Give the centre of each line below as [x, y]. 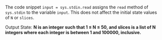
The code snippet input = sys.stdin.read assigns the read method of [77, 7]
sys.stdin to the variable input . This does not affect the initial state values [81, 12]
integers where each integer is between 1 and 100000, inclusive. [73, 32]
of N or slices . [20, 18]
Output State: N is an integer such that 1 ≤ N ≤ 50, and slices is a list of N [81, 27]
